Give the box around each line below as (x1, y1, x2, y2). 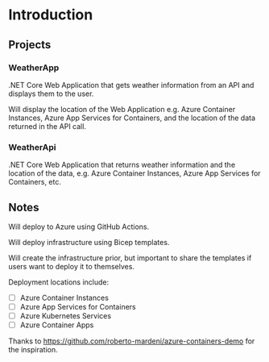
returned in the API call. (8, 121, 87, 131)
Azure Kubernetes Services (19, 311, 111, 321)
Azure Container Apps (19, 320, 94, 330)
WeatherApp (8, 62, 60, 73)
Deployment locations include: (8, 277, 110, 287)
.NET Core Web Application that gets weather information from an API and (8, 80, 255, 89)
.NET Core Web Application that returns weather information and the (8, 160, 236, 170)
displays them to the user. (8, 89, 94, 98)
